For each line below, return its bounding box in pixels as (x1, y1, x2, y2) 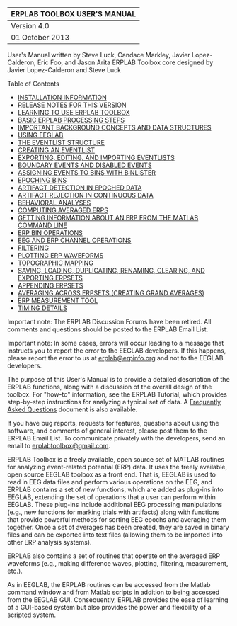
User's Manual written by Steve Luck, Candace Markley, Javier (7, 51, 191, 59)
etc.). (7, 567, 23, 575)
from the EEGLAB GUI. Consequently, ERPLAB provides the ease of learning (7, 596, 229, 604)
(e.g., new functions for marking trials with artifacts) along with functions (7, 508, 220, 516)
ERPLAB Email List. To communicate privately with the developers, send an (7, 434, 226, 442)
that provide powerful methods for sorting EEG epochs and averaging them (7, 516, 226, 523)
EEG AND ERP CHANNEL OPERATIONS (17, 237, 132, 244)
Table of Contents (7, 79, 60, 88)
